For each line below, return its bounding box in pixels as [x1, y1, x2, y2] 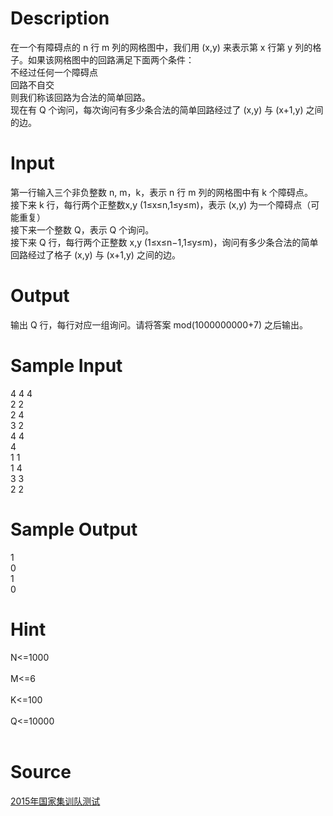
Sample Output [10, 518, 138, 541]
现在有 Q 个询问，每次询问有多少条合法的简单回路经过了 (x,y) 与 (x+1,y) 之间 [10, 103, 324, 116]
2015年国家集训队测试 [10, 795, 101, 807]
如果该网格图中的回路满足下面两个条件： [27, 53, 195, 66]
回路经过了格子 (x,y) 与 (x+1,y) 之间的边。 [10, 248, 181, 261]
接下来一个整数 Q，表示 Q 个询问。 [10, 223, 155, 236]
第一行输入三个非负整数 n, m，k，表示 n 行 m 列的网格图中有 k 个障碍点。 [10, 186, 313, 198]
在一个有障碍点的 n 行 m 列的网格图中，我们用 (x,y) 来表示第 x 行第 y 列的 [10, 41, 313, 53]
